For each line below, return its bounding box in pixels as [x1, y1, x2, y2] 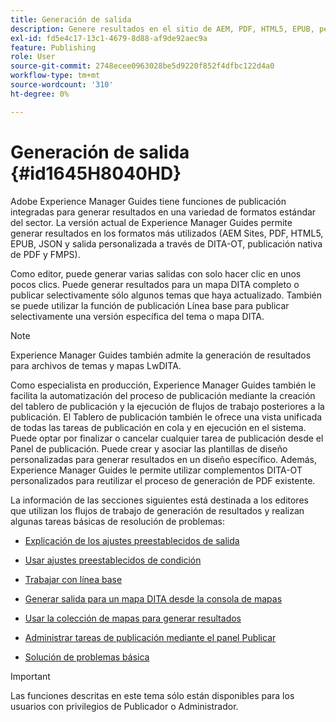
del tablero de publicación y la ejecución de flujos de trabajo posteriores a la [10, 400, 325, 412]
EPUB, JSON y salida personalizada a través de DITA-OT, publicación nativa [10, 237, 323, 250]
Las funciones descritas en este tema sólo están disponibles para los [10, 689, 295, 701]
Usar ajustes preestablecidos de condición [24, 554, 202, 566]
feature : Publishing [10, 42, 97, 53]
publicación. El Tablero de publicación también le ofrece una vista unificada [10, 411, 323, 423]
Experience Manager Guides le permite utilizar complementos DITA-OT [10, 464, 303, 476]
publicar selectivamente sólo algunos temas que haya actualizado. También [10, 289, 322, 301]
